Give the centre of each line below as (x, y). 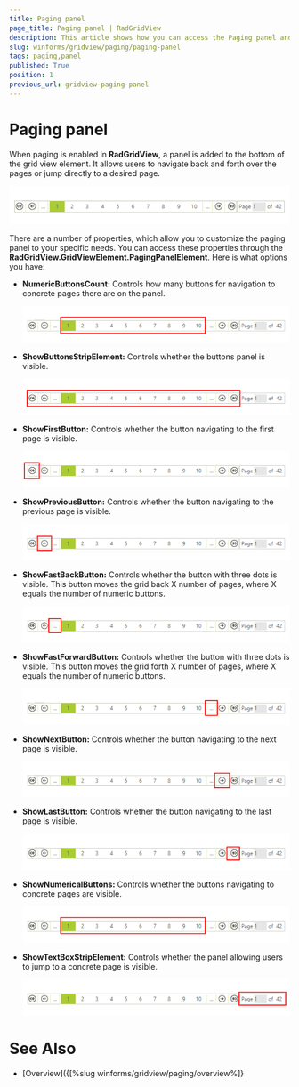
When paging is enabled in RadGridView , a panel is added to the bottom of (147, 154)
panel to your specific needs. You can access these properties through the (146, 247)
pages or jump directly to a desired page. (85, 173)
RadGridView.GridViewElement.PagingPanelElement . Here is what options (148, 257)
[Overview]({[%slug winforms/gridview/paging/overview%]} (133, 1073)
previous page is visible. (66, 511)
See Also (43, 1048)
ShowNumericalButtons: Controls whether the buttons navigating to (148, 884)
